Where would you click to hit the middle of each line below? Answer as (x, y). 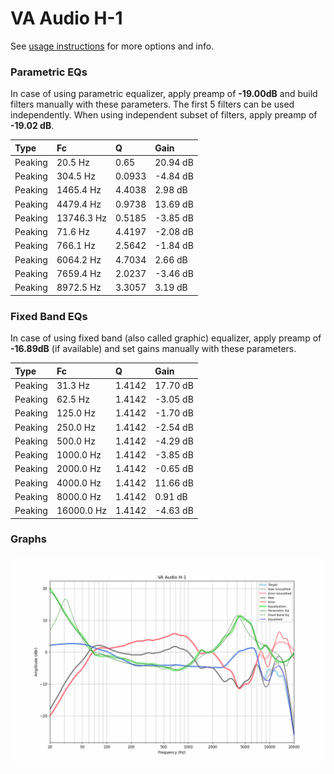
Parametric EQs (49, 72)
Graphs (28, 539)
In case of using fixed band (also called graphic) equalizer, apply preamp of (166, 338)
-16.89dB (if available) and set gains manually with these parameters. (153, 349)
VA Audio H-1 (66, 18)
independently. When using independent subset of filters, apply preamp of (164, 115)
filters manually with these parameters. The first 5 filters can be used (152, 104)
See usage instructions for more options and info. (112, 46)
